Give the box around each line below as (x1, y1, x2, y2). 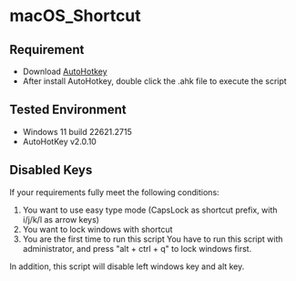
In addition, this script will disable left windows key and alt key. (9, 261, 245, 272)
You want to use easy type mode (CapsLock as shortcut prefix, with (22, 204, 278, 215)
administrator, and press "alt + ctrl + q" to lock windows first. (22, 243, 252, 254)
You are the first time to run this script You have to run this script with (22, 234, 284, 245)
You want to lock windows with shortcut (22, 224, 173, 234)
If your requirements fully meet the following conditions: (9, 186, 220, 197)
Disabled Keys (9, 162, 93, 178)
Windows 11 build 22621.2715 (22, 126, 132, 137)
